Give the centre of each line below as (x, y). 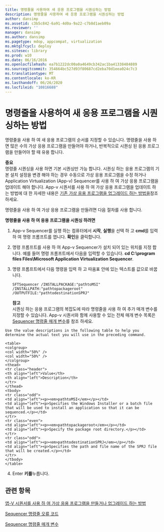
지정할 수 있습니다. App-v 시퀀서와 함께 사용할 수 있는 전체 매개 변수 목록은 (84, 315)
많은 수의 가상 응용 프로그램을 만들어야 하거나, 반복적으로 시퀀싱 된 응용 (78, 146)
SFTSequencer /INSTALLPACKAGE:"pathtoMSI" (56, 285)
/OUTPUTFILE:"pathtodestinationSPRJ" (51, 293)
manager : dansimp (23, 32)
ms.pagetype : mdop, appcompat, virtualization (54, 42)
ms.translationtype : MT (29, 74)
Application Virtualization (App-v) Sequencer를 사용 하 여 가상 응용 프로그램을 (82, 181)
